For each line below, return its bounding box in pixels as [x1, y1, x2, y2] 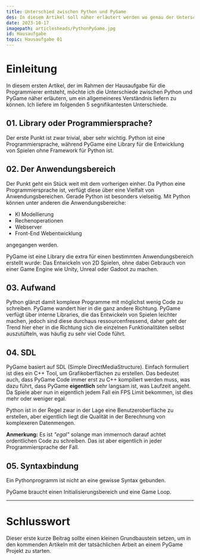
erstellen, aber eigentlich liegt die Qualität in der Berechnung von [6, 413, 165, 420]
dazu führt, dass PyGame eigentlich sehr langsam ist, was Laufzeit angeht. [6, 383, 191, 390]
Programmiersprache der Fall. [6, 444, 79, 451]
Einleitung [6, 62, 58, 76]
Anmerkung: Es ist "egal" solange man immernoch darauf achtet [6, 431, 166, 438]
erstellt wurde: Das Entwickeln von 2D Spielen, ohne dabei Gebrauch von [6, 259, 186, 266]
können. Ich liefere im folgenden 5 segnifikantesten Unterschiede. [6, 101, 168, 108]
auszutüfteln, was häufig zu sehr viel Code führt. [6, 330, 126, 337]
